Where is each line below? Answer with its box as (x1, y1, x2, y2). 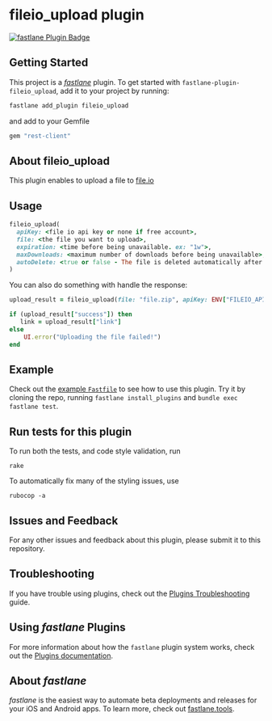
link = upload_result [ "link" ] (19, 318, 122, 326)
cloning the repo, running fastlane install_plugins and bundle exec (9, 393, 238, 403)
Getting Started (9, 56, 89, 70)
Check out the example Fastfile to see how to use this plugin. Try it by (9, 384, 245, 394)
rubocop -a (9, 491, 46, 500)
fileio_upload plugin (9, 6, 144, 24)
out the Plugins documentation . (9, 651, 114, 660)
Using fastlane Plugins (9, 621, 126, 635)
